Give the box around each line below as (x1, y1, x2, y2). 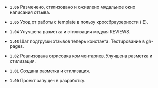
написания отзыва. (9, 9, 51, 15)
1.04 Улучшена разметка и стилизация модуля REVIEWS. (9, 29, 131, 34)
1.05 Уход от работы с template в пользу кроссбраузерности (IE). (9, 19, 148, 25)
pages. (9, 44, 24, 49)
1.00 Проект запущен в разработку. (9, 78, 86, 83)
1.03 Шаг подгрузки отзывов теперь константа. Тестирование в (9, 38, 145, 44)
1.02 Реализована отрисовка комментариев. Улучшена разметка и (9, 53, 153, 59)
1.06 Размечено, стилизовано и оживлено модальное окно (9, 4, 136, 10)
